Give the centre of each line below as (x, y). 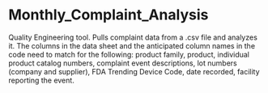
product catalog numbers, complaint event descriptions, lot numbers (123, 63)
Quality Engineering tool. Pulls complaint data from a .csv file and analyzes (133, 37)
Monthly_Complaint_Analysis (108, 15)
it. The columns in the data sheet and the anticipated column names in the (132, 45)
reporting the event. (41, 80)
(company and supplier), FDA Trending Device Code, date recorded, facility (134, 71)
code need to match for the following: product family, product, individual (129, 54)
